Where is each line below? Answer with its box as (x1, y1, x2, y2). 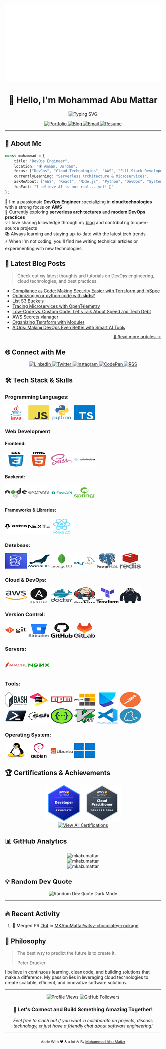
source (5, 225, 20, 231)
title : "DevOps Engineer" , (14, 158, 70, 164)
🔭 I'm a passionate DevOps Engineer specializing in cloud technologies (5, 199, 152, 205)
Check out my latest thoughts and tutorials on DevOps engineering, (17, 273, 155, 279)
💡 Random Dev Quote (5, 878, 73, 886)
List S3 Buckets (12, 298, 44, 304)
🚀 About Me (5, 139, 42, 148)
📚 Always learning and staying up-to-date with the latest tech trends (5, 231, 146, 237)
